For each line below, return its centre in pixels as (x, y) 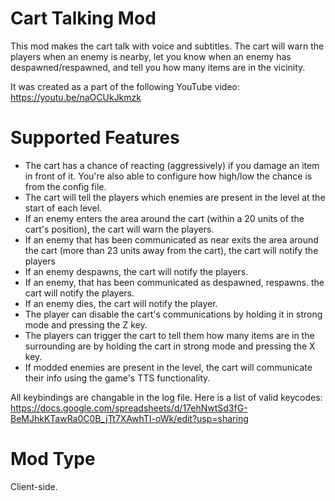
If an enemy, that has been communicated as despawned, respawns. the (174, 282)
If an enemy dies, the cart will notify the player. (121, 303)
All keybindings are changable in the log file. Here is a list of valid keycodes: (166, 397)
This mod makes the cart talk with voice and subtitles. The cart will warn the (167, 46)
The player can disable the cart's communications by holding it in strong (173, 314)
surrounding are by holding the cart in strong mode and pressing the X (170, 346)
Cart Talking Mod (83, 18)
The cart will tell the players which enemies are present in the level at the (175, 197)
